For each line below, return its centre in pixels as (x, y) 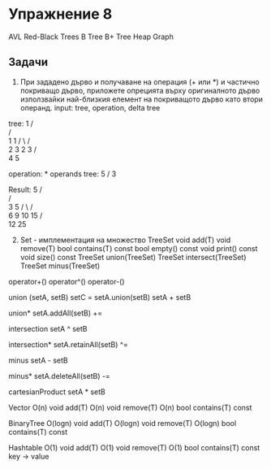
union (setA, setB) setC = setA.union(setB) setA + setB (100, 297)
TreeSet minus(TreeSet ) (60, 266)
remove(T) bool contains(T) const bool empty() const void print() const (139, 248)
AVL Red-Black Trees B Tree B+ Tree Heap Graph (91, 37)
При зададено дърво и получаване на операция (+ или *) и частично (140, 81)
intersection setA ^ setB (48, 328)
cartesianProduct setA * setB (57, 392)
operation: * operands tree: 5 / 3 (62, 174)
